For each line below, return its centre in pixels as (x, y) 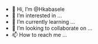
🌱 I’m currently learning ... (43, 22)
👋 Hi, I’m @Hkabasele (38, 9)
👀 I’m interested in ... (37, 15)
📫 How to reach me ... (39, 35)
